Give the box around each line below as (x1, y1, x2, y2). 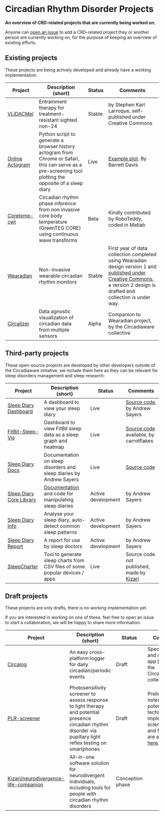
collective (108, 329, 131, 336)
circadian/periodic (69, 667, 111, 674)
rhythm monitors (39, 278, 77, 285)
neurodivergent (69, 772, 105, 779)
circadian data (39, 320, 72, 327)
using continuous (39, 231, 79, 237)
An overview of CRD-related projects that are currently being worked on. (5, 20, 156, 26)
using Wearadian (108, 257, 147, 263)
